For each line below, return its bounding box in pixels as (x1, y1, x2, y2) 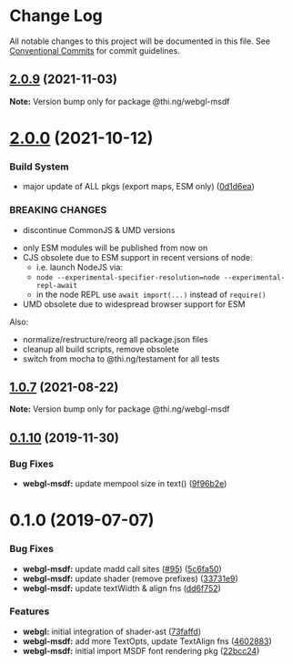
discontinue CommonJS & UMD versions (22, 224, 176, 235)
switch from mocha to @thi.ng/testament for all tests (22, 353, 220, 364)
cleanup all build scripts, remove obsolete (22, 343, 179, 354)
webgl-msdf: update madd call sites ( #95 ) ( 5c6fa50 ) (22, 563, 223, 574)
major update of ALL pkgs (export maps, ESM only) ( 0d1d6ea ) (22, 181, 255, 192)
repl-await (35, 281, 78, 290)
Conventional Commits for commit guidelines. (9, 45, 180, 56)
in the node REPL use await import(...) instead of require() (35, 289, 267, 300)
